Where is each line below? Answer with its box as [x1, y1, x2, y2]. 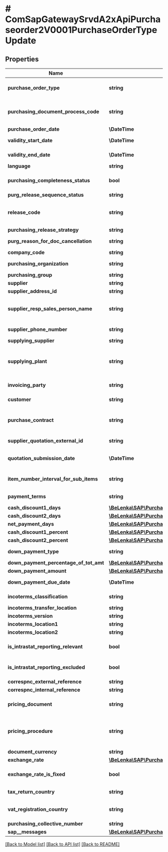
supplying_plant [7, 358, 47, 364]
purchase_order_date [7, 126, 60, 133]
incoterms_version [7, 613, 53, 619]
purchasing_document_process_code [7, 108, 99, 115]
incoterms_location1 [7, 621, 58, 627]
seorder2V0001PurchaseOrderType [5, 25, 157, 36]
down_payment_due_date [7, 579, 70, 586]
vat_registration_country [7, 806, 68, 812]
